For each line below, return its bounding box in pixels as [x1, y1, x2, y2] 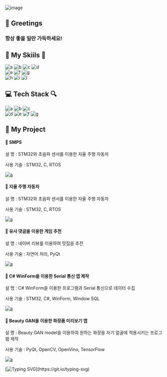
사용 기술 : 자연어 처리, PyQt [5, 251, 60, 257]
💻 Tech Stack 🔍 [5, 90, 57, 98]
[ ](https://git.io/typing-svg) [5, 366, 90, 372]
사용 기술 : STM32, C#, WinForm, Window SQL [5, 296, 100, 302]
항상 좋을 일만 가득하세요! [5, 35, 62, 42]
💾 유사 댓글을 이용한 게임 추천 [5, 228, 62, 234]
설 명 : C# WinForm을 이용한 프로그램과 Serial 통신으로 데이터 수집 [5, 285, 136, 291]
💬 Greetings [5, 19, 43, 27]
